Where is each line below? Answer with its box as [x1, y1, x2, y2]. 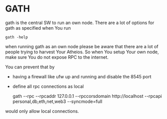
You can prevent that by [5, 64, 55, 70]
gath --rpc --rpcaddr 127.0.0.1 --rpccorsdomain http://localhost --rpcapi [12, 93, 162, 99]
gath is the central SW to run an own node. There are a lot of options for [5, 20, 154, 26]
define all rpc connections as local [12, 83, 84, 89]
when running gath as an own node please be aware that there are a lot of [5, 43, 158, 49]
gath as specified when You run [5, 25, 71, 31]
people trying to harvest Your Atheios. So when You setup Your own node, [5, 49, 159, 55]
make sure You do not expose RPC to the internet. [5, 54, 109, 60]
